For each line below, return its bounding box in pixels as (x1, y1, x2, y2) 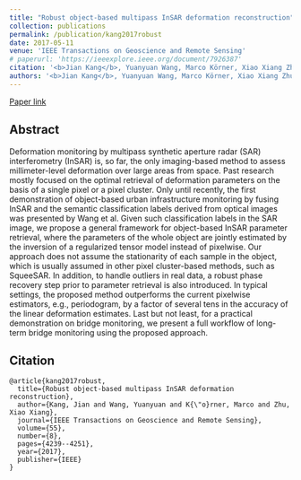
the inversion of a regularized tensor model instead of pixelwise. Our (9, 241, 262, 252)
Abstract (9, 122, 60, 137)
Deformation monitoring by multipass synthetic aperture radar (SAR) (9, 145, 262, 157)
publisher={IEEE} (17, 455, 82, 465)
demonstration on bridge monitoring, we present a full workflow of (9, 318, 255, 328)
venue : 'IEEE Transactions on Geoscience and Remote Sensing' (9, 47, 246, 56)
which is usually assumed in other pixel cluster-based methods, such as (9, 260, 275, 271)
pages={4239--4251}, (17, 440, 94, 449)
